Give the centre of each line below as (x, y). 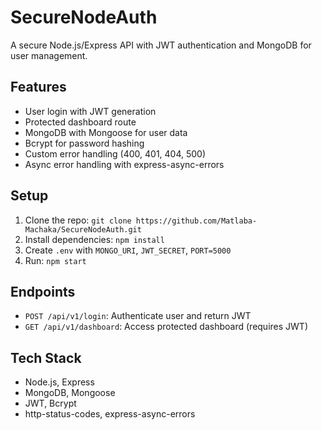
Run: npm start (55, 260)
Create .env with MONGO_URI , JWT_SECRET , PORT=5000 (128, 250)
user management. (49, 55)
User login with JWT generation (90, 111)
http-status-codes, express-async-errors (110, 414)
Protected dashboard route (80, 122)
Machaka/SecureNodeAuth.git (83, 229)
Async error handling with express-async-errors (124, 164)
